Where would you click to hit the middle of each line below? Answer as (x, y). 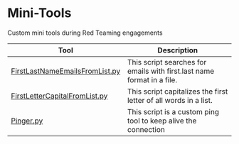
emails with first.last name (171, 71)
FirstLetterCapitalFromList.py (59, 96)
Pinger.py (27, 121)
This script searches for (167, 62)
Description (178, 50)
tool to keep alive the (162, 121)
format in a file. (152, 79)
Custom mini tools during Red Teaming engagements (85, 33)
